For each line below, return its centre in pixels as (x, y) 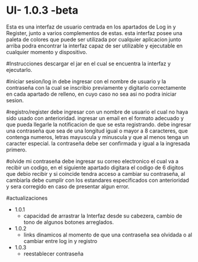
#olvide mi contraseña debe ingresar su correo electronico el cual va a (92, 161)
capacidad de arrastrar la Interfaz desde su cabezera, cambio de (103, 216)
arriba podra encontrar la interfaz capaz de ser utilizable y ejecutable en (94, 46)
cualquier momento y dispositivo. (47, 52)
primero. (17, 150)
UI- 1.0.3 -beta (42, 10)
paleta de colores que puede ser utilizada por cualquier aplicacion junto (94, 39)
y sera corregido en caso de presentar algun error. (68, 186)
